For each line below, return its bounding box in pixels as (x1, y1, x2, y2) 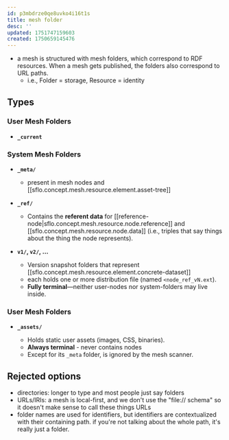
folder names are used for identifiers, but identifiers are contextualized (16, 410, 217, 419)
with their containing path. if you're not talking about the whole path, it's (16, 418, 221, 426)
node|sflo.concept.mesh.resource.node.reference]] (27, 220, 173, 228)
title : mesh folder (7, 16, 63, 23)
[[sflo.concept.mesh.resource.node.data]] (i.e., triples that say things (27, 227, 223, 235)
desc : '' (7, 23, 32, 30)
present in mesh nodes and (27, 178, 105, 187)
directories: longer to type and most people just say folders (16, 389, 185, 397)
